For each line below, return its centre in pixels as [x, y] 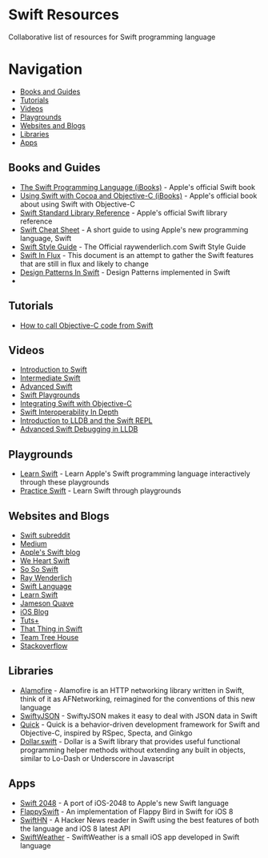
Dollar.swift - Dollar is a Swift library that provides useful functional [130, 741]
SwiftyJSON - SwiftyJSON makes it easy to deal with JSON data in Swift [138, 715]
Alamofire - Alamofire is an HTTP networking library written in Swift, [132, 690]
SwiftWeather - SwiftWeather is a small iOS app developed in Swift [130, 837]
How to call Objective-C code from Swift [86, 325]
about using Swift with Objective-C [78, 204]
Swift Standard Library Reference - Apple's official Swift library [124, 212]
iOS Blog [34, 611]
